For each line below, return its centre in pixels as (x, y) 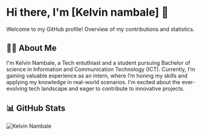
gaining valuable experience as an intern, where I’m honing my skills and (97, 76)
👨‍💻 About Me (32, 48)
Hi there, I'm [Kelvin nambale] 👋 (87, 12)
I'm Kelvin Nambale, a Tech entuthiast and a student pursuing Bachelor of (98, 62)
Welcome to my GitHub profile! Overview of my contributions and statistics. (101, 29)
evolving (17, 88)
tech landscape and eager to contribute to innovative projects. (107, 88)
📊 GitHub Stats (36, 108)
